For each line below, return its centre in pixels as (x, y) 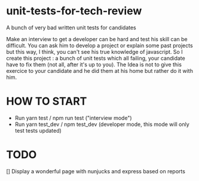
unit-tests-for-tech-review (74, 11)
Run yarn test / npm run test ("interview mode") (74, 118)
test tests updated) (38, 130)
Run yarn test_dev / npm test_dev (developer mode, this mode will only (102, 124)
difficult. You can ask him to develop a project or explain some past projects (99, 45)
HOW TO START (47, 101)
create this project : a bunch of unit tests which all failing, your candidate (96, 58)
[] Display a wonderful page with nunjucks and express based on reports (96, 171)
